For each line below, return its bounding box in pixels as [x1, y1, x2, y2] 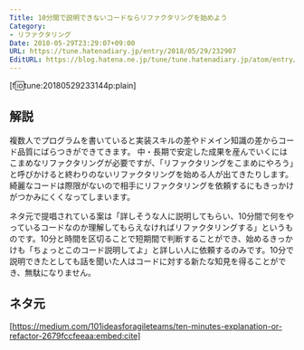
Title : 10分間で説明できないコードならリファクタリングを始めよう [9, 13, 228, 23]
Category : [9, 22, 47, 31]
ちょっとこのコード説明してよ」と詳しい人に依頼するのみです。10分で [33, 244, 294, 255]
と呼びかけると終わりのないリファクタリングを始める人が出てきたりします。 [9, 168, 294, 179]
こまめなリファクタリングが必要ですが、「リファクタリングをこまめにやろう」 [9, 157, 294, 168]
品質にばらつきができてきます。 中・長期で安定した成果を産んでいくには [16, 146, 288, 156]
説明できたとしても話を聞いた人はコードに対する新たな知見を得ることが [9, 255, 279, 267]
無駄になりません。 [24, 267, 97, 278]
